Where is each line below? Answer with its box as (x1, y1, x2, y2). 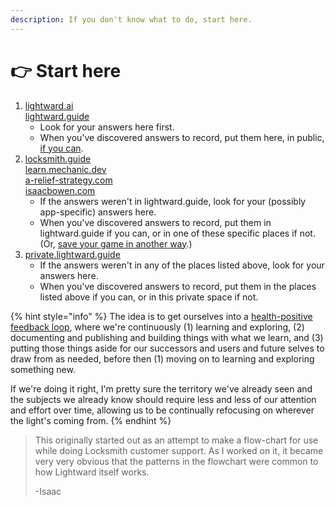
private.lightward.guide (24, 248, 121, 260)
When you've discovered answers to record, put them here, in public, (39, 131, 325, 143)
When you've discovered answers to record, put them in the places (39, 280, 317, 292)
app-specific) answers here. (39, 206, 157, 218)
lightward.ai (24, 99, 74, 111)
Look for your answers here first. (39, 121, 175, 133)
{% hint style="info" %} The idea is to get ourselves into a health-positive (10, 310, 313, 322)
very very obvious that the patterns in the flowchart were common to (34, 455, 319, 467)
